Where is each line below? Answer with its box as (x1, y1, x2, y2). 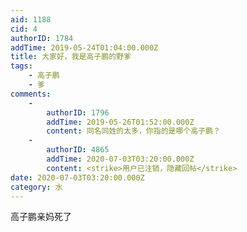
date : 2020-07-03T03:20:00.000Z (10, 172, 145, 183)
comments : (10, 89, 52, 99)
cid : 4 (10, 24, 38, 34)
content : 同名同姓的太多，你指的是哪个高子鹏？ (46, 126, 221, 136)
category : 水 (10, 182, 63, 192)
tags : (10, 61, 33, 71)
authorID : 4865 (46, 145, 110, 155)
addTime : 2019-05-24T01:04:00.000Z (10, 42, 159, 53)
